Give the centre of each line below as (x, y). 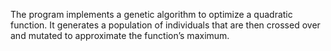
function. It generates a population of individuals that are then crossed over (165, 25)
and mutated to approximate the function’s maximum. (120, 35)
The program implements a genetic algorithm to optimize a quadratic (151, 14)
